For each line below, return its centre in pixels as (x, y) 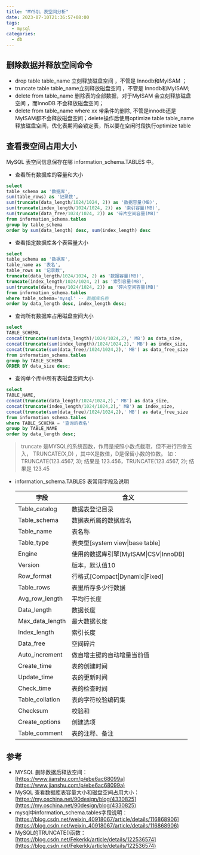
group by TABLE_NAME (32, 429)
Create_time (35, 666)
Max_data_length (42, 621)
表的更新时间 (90, 677)
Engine (27, 554)
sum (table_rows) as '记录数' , (42, 197)
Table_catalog (38, 509)
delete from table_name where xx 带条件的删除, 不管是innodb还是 (96, 111)
